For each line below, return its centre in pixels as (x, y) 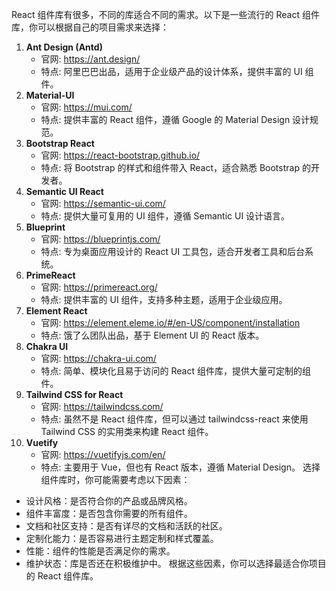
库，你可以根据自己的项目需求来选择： (90, 27)
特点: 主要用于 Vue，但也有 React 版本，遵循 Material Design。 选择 (180, 467)
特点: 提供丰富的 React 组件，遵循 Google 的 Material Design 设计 (175, 119)
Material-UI (50, 95)
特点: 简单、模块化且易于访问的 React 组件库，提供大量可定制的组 (175, 371)
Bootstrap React (60, 143)
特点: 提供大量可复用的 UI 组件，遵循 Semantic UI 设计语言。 (165, 216)
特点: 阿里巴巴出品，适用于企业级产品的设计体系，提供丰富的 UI (171, 71)
